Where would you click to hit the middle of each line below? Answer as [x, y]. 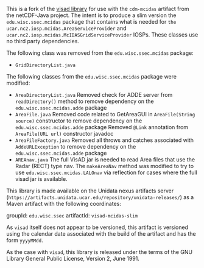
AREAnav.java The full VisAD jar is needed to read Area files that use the [105, 160]
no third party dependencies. [43, 41]
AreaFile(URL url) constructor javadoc [64, 134]
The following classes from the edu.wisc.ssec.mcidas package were [91, 76]
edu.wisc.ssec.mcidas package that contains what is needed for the [91, 22]
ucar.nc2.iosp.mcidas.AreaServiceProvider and [66, 28]
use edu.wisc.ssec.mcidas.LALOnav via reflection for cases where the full [106, 172]
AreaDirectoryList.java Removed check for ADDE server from [94, 95]
